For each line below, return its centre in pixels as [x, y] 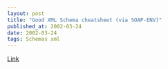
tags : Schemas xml [34, 39]
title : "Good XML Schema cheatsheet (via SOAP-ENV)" [85, 20]
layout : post [26, 13]
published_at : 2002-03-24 [44, 26]
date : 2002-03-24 [32, 33]
